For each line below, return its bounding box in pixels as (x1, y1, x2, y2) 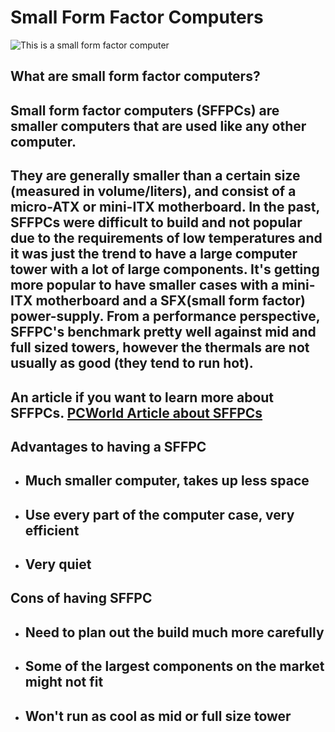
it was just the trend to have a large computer (10, 246, 298, 263)
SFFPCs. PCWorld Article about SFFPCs (10, 404, 263, 421)
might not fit (24, 674, 104, 691)
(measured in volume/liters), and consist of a (10, 183, 297, 200)
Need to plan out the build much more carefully (24, 624, 325, 641)
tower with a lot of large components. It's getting (10, 261, 320, 278)
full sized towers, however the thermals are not (10, 339, 310, 356)
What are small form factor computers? (10, 68, 261, 85)
